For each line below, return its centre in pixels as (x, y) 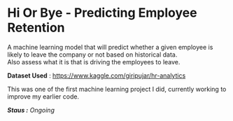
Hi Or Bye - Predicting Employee (102, 13)
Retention (36, 28)
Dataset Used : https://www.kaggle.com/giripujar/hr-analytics (97, 76)
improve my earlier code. (43, 97)
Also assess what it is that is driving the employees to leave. (94, 62)
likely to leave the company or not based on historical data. (92, 55)
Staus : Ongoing (31, 110)
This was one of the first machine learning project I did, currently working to (117, 89)
